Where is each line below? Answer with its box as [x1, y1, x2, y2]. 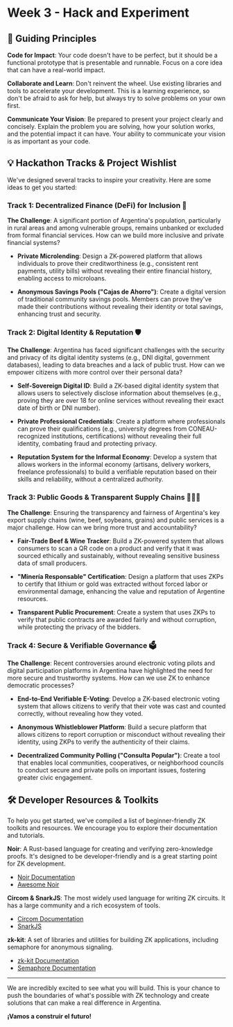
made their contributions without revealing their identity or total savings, [17, 303, 223, 311]
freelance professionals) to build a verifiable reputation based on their [17, 468, 217, 476]
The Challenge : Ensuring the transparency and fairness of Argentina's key [7, 508, 221, 516]
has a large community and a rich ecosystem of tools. [7, 901, 161, 909]
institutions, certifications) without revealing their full [51, 432, 202, 440]
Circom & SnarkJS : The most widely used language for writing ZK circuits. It [7, 893, 225, 902]
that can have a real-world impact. [7, 66, 105, 74]
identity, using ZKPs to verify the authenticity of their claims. [17, 738, 190, 746]
